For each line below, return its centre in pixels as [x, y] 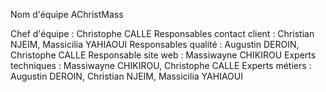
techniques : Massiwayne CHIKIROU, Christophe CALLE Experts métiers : [161, 65]
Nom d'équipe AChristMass [67, 14]
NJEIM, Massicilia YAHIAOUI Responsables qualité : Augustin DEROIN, [155, 44]
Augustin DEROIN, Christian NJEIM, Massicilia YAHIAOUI [126, 76]
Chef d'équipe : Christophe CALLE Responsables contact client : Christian [162, 33]
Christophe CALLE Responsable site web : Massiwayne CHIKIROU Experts [163, 55]
